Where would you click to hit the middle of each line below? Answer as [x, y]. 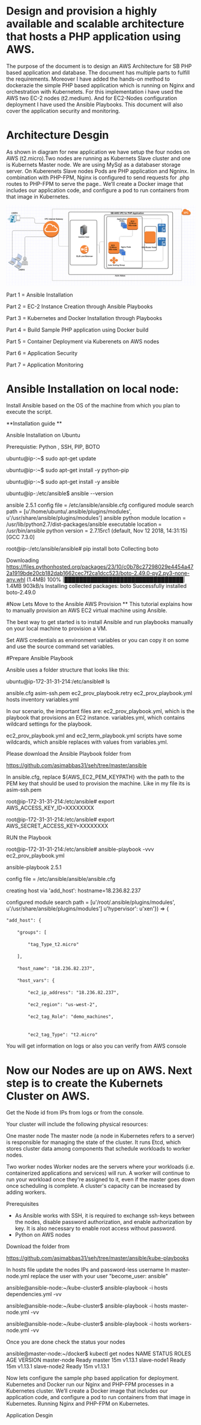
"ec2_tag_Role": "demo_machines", [71, 1017]
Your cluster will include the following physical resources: [77, 1124]
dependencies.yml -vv [34, 1294]
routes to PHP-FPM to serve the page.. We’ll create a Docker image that [95, 184]
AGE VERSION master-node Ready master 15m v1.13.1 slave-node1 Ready [96, 1360]
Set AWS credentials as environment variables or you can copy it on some [97, 640]
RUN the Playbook [29, 838]
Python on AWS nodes [43, 1235]
